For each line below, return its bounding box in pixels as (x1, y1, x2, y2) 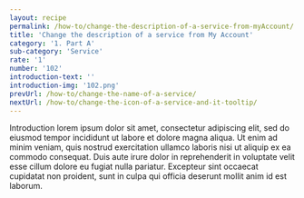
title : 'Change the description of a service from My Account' (9, 30, 254, 39)
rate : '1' (9, 55, 47, 64)
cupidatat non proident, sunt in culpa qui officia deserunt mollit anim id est (9, 171, 288, 182)
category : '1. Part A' (9, 38, 95, 48)
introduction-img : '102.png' (9, 81, 120, 90)
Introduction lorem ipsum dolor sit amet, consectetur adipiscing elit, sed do (9, 123, 290, 134)
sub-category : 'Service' (9, 47, 103, 56)
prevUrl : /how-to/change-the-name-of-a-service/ (9, 89, 197, 98)
